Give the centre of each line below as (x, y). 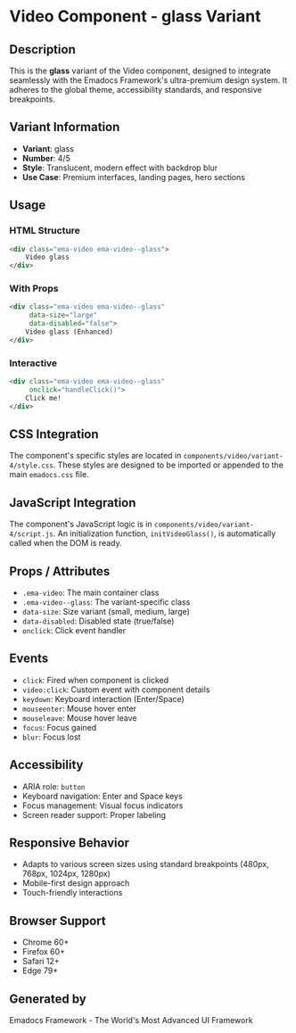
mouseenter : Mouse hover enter (79, 708)
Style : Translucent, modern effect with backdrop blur (120, 168)
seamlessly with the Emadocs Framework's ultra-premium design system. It (148, 80)
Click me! (44, 398)
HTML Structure (45, 231)
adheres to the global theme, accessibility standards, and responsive (136, 90)
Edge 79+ (40, 971)
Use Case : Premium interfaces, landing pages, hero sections (133, 177)
